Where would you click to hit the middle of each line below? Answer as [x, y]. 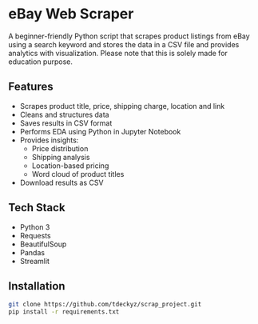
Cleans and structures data [64, 114]
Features [31, 87]
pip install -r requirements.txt [64, 312]
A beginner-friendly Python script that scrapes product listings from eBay [129, 36]
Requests [35, 235]
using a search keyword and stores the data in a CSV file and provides [124, 44]
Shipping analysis [61, 157]
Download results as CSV [62, 182]
